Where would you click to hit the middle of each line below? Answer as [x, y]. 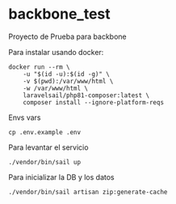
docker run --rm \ [39, 67]
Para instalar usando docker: [56, 52]
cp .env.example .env [45, 132]
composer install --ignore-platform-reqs [93, 102]
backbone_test [59, 14]
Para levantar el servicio [48, 147]
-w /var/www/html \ [56, 88]
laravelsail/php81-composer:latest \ [86, 95]
